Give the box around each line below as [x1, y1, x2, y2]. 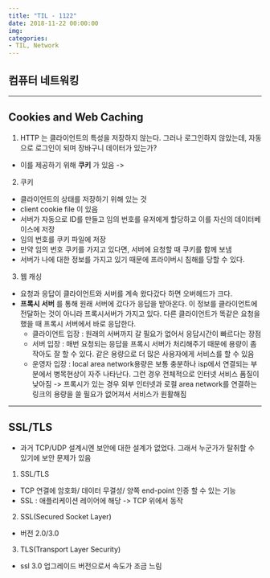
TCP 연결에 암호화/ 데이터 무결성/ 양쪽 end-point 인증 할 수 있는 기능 [19, 486, 237, 495]
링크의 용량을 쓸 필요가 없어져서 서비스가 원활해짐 [31, 389, 187, 399]
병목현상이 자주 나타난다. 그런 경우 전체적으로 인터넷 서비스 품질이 [53, 369, 260, 379]
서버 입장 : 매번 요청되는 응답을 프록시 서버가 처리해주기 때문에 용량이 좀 [31, 338, 257, 348]
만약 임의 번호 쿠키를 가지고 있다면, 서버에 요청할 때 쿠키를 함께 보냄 [19, 244, 232, 254]
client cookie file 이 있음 [19, 204, 99, 214]
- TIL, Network [8, 42, 59, 50]
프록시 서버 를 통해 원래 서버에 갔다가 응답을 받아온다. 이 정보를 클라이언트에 [19, 298, 258, 308]
